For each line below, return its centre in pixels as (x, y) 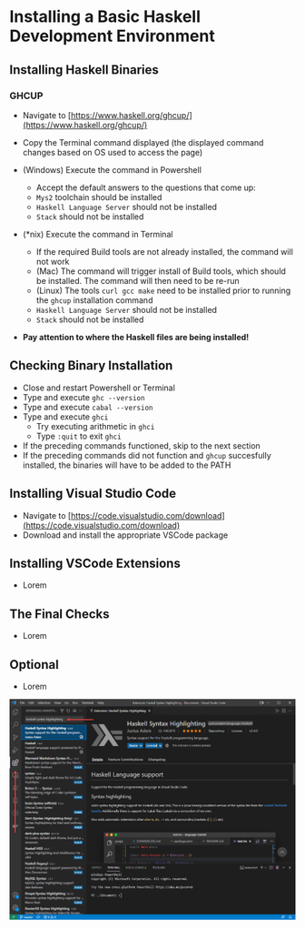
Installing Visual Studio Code (93, 494)
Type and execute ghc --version (84, 397)
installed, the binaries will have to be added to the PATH (127, 465)
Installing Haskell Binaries (84, 70)
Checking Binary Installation (91, 366)
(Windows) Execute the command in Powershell (112, 169)
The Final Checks (59, 614)
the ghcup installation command (94, 300)
